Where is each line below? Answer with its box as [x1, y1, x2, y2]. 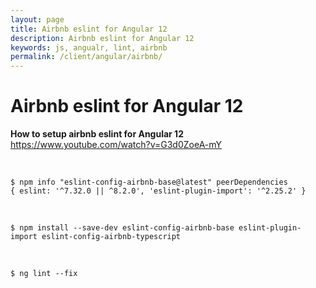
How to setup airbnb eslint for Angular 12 [10, 128, 184, 140]
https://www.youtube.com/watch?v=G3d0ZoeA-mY [10, 139, 223, 151]
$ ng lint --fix [10, 269, 78, 279]
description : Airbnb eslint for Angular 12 [10, 33, 195, 43]
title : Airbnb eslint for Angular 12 [10, 24, 168, 34]
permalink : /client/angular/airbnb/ [10, 52, 163, 62]
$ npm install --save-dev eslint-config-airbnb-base [10, 223, 235, 233]
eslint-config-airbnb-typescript [41, 232, 182, 242]
